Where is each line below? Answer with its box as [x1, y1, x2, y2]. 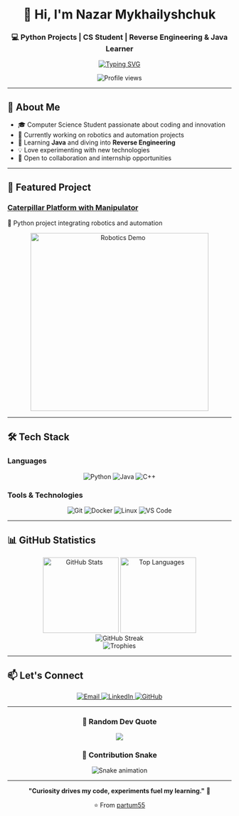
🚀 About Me [7, 101, 60, 113]
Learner [105, 44, 134, 54]
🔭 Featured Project [7, 181, 91, 193]
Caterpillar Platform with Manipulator [7, 202, 139, 212]
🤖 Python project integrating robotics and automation [7, 219, 163, 227]
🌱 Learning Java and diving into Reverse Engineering [17, 138, 176, 147]
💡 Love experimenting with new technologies [17, 146, 150, 155]
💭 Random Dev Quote [82, 716, 157, 726]
